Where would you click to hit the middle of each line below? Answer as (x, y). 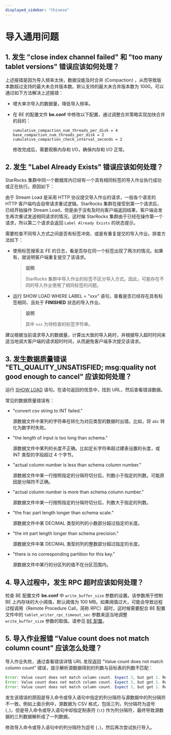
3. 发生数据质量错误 (36, 359)
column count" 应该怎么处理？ (54, 648)
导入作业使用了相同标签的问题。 (68, 285)
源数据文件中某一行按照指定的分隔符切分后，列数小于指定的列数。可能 (86, 476)
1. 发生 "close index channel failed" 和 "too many (84, 57)
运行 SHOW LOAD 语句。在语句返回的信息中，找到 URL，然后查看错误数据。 (85, 390)
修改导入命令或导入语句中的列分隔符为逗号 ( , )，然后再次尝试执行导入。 (80, 727)
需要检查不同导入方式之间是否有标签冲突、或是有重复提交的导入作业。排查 (83, 234)
